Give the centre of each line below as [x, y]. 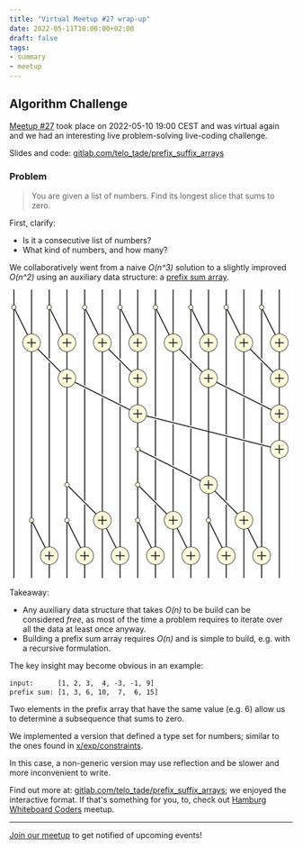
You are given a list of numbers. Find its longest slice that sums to [153, 196]
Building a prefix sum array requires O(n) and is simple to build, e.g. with [156, 639]
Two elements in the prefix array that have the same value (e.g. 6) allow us [147, 709]
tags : [19, 48]
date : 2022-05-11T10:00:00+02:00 [72, 28]
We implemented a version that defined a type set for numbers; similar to [145, 736]
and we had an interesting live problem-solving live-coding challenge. [138, 135]
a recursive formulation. [66, 648]
